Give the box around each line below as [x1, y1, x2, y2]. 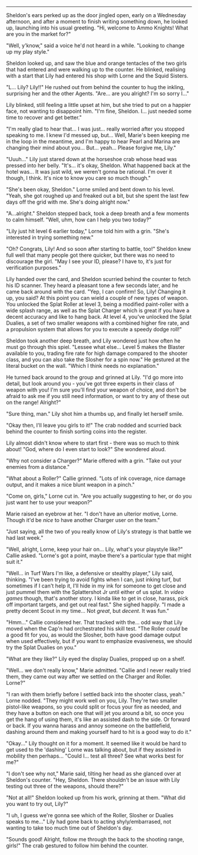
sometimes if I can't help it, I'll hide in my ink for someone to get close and [6, 582, 187, 589]
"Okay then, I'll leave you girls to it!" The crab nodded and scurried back [6, 422, 182, 429]
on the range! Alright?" [6, 399, 61, 406]
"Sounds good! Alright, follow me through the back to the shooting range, [6, 836, 184, 843]
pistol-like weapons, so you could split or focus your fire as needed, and [6, 703, 181, 710]
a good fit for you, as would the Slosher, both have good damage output [6, 631, 181, 638]
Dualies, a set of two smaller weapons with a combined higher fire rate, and [6, 319, 190, 327]
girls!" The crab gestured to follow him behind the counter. [6, 842, 148, 849]
